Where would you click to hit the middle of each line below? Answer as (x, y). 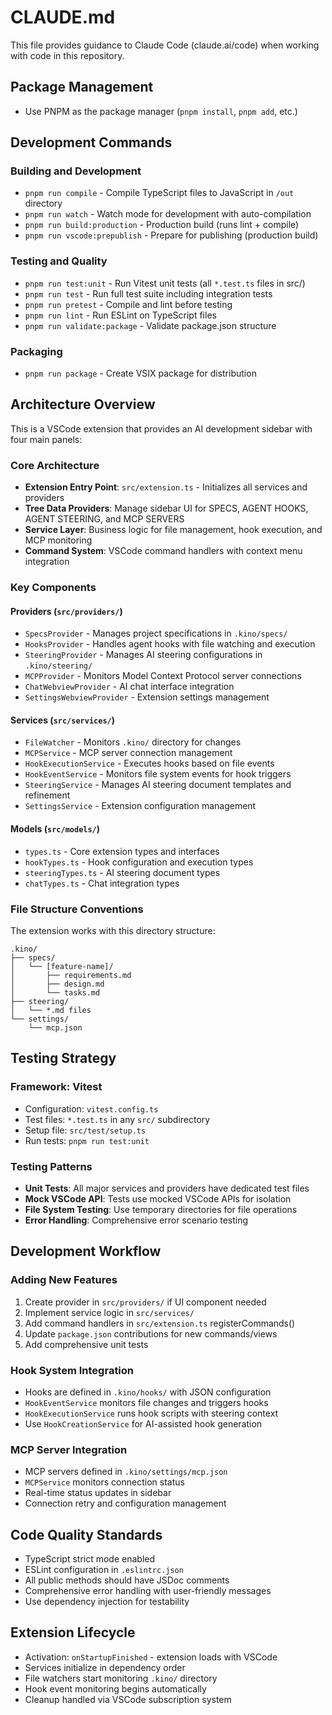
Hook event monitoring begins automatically (115, 1688)
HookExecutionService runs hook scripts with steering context (151, 1413)
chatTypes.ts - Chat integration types (102, 883)
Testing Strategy (63, 1058)
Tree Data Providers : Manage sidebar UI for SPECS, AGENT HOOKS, (166, 508)
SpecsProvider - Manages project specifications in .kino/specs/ (156, 633)
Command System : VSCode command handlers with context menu (163, 551)
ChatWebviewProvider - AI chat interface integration (129, 687)
